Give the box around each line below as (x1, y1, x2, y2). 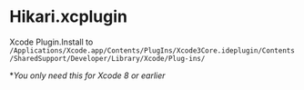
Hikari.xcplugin (9, 6, 128, 27)
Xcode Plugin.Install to (9, 36, 94, 47)
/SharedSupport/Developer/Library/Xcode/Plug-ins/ (9, 54, 206, 63)
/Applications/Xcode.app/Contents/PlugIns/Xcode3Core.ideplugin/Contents (9, 45, 296, 55)
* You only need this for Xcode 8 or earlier (9, 70, 166, 81)
